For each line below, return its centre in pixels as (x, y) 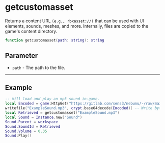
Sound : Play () (18, 136)
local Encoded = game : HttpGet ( (37, 104)
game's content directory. (31, 31)
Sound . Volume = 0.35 (26, 131)
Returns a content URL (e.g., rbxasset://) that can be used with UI (75, 21)
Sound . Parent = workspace (31, 122)
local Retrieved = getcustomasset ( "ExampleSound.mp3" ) (62, 113)
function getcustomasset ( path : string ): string (55, 40)
